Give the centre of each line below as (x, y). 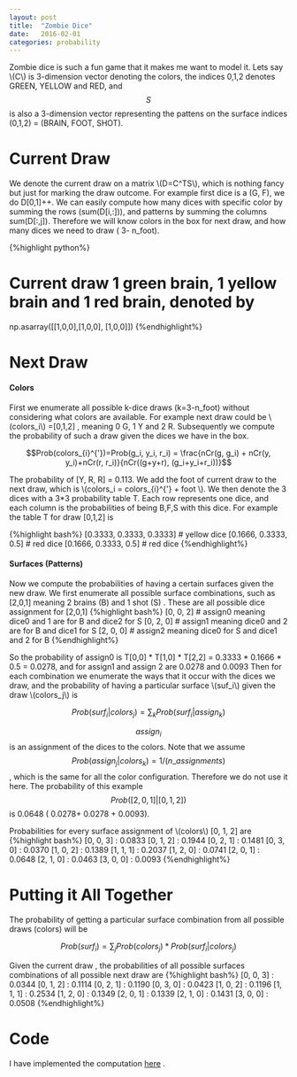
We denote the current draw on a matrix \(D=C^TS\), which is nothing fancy (147, 183)
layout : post (33, 17)
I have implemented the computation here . (88, 1063)
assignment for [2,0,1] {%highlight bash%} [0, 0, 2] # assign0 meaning (137, 611)
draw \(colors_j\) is (43, 694)
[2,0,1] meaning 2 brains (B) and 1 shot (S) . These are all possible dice (137, 602)
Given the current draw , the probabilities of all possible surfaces (127, 965)
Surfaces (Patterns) (46, 564)
